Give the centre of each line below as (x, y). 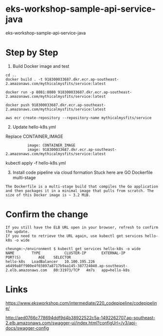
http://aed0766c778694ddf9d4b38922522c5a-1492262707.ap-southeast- (80, 317)
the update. (18, 231)
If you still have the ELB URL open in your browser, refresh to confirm (82, 227)
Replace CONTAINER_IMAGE (34, 136)
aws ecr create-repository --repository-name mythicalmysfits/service (79, 118)
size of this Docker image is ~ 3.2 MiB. (48, 195)
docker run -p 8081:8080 (31, 92)
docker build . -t (24, 79)
